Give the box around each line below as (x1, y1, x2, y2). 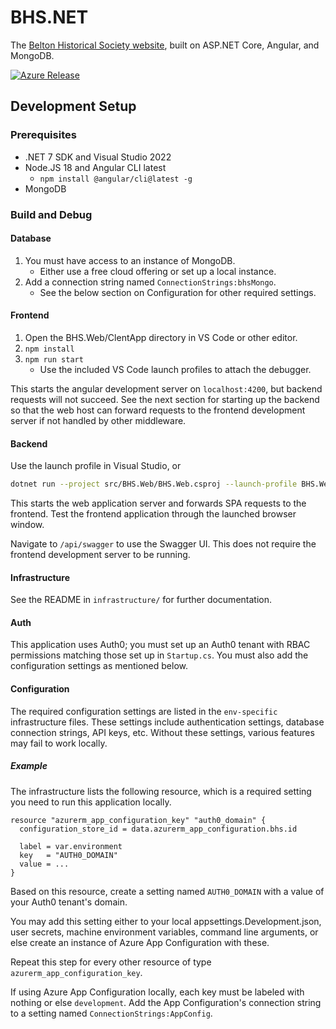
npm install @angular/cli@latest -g (39, 174, 193, 184)
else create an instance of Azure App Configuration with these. (10, 936, 270, 948)
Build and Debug (10, 207, 93, 221)
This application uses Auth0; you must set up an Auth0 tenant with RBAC (10, 639, 311, 651)
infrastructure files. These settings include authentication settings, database (10, 716, 325, 728)
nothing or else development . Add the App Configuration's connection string (10, 996, 322, 1008)
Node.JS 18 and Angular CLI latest (24, 161, 167, 173)
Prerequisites (10, 128, 77, 142)
